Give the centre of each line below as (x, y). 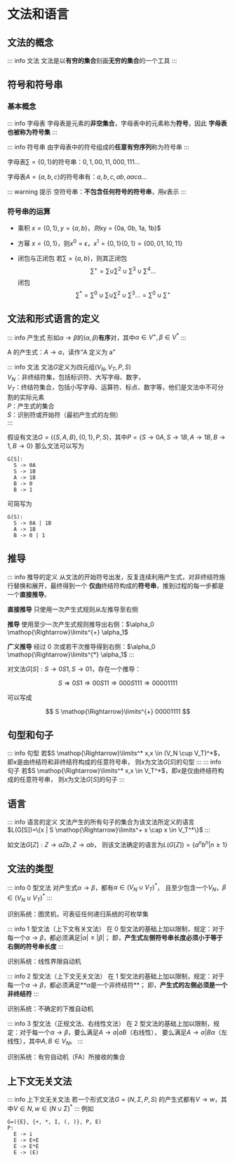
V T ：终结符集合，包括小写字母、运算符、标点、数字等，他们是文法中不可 (113, 388)
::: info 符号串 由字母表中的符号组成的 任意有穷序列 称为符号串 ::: (98, 147)
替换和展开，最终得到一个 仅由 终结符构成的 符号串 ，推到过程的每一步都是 (119, 586)
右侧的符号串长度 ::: (36, 946)
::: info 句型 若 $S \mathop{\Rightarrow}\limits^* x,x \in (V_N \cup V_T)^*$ (113, 753)
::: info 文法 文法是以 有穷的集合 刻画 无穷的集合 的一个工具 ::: (92, 61)
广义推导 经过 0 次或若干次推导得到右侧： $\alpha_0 (81, 647)
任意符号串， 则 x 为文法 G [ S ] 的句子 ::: (72, 780)
